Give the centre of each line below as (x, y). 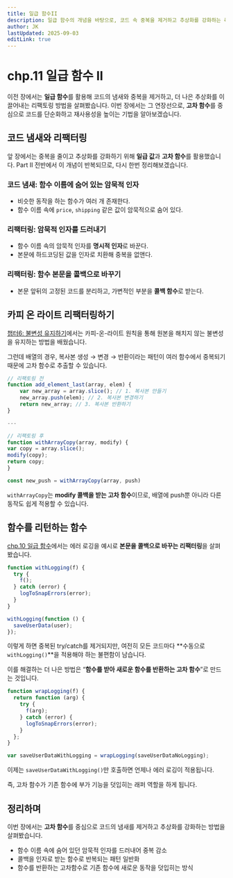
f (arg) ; (37, 711)
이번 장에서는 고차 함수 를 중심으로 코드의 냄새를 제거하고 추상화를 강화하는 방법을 (116, 827)
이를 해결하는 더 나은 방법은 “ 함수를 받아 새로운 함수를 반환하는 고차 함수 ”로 (108, 669)
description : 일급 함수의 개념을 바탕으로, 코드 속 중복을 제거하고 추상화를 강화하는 (114, 20)
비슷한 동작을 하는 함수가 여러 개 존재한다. (74, 201)
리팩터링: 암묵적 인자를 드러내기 (57, 230)
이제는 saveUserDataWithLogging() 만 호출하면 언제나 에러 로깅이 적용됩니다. (111, 770)
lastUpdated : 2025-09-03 (43, 33)
